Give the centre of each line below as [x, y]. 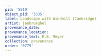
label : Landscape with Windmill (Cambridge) [51, 19]
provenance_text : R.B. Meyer [34, 37]
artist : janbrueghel [26, 23]
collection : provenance [29, 41]
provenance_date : [23, 28]
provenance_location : [27, 32]
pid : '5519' [17, 9]
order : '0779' [19, 46]
